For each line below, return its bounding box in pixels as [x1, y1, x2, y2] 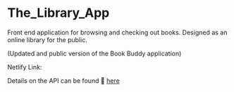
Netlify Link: [7, 63, 42, 71]
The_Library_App [7, 5, 110, 21]
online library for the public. [7, 35, 88, 44]
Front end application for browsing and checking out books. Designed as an [7, 28, 228, 37]
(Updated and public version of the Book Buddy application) [7, 49, 182, 58]
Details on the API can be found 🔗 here [7, 76, 120, 85]
